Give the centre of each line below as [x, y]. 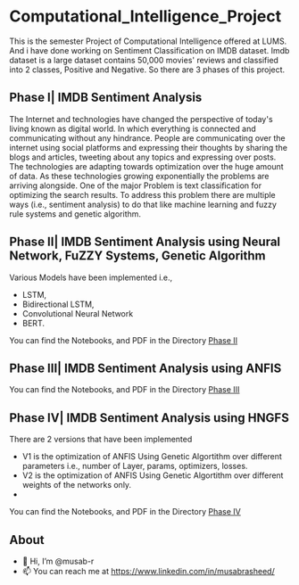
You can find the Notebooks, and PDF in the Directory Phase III [125, 390]
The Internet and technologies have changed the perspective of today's [141, 119]
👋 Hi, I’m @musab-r [58, 561]
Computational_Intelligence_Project [145, 16]
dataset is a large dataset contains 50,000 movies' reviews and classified [144, 60]
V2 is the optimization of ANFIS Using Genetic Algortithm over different [153, 475]
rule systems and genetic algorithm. [75, 214]
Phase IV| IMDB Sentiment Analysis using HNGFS [149, 418]
